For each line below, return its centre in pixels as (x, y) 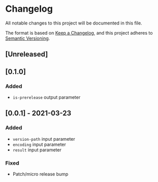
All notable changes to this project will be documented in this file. (74, 23)
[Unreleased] (27, 54)
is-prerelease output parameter (46, 97)
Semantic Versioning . (28, 38)
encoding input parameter (39, 144)
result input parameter (37, 150)
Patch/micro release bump (41, 174)
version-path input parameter (44, 139)
